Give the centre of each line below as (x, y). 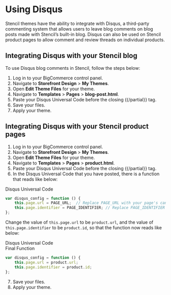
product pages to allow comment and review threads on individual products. (85, 40)
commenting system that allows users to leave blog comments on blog (79, 29)
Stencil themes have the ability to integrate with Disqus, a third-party (77, 23)
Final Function (20, 249)
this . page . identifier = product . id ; (53, 267)
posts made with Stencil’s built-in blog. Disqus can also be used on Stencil (83, 34)
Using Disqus (34, 9)
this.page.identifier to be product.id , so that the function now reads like (83, 228)
